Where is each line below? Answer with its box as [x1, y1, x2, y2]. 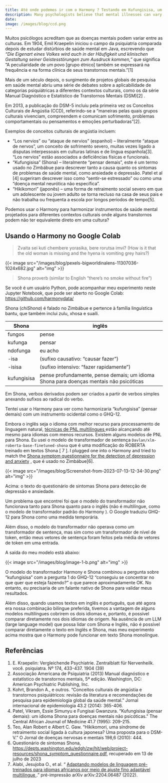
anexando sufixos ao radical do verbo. [5, 396, 84, 402]
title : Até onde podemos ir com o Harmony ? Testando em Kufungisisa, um [5, 7, 162, 13]
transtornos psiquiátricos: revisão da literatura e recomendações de [12, 692, 152, 698]
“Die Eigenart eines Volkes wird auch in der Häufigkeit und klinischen [5, 51, 148, 57]
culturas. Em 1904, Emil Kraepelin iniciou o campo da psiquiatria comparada [5, 41, 161, 47]
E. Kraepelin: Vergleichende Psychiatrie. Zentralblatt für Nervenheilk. [12, 660, 154, 666]
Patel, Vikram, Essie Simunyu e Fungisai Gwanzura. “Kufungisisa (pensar [12, 708, 162, 714]
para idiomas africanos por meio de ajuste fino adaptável [33, 766, 151, 772]
